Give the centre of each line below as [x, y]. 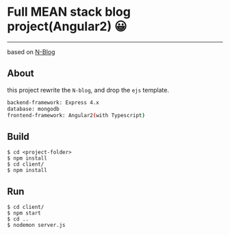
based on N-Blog [31, 51]
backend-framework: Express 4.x [53, 102]
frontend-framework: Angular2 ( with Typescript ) [76, 115]
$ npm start [24, 213]
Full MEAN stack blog [69, 12]
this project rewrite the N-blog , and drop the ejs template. [88, 90]
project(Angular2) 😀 [67, 26]
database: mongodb [33, 109]
